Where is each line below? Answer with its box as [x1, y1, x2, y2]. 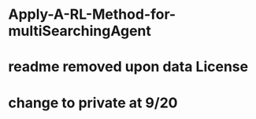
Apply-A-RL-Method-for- [8, 5, 176, 23]
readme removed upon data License [8, 58, 249, 76]
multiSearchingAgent [8, 22, 152, 40]
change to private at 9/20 [8, 94, 178, 111]
